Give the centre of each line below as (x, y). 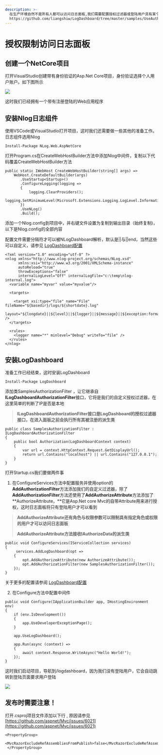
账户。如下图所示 (26, 82)
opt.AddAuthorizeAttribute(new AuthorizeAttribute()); (79, 560)
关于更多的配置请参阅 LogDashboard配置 (46, 582)
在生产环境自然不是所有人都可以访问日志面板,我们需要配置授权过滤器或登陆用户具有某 (83, 14)
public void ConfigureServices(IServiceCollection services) (68, 543)
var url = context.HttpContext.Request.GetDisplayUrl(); (81, 450)
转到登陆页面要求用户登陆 (31, 677)
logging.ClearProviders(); (56, 192)
